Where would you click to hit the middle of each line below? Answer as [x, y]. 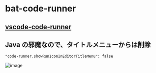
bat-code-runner [41, 9]
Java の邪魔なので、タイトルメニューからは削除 [78, 45]
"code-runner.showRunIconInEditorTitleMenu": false [59, 56]
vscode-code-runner [38, 27]
